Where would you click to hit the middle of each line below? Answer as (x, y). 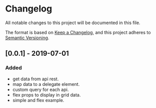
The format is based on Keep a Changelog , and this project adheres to (78, 32)
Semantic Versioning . (27, 38)
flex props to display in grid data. (47, 95)
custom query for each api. (41, 89)
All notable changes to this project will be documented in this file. (73, 23)
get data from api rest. (35, 79)
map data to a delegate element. (46, 84)
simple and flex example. (38, 100)
